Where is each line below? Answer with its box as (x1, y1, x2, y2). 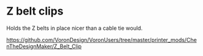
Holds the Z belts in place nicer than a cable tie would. (6, 24, 143, 32)
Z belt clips (6, 4, 64, 18)
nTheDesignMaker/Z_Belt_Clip (6, 43, 82, 50)
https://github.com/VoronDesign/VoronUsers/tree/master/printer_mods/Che (6, 36, 197, 43)
